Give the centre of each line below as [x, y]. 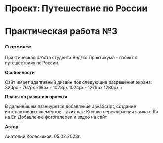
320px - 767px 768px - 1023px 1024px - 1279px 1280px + [64, 87]
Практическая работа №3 [61, 31]
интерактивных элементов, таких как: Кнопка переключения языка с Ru [82, 111]
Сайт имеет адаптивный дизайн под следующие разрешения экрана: [79, 82]
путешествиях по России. [32, 63]
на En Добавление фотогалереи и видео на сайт [56, 117]
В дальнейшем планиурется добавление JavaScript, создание [71, 106]
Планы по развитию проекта [36, 96]
